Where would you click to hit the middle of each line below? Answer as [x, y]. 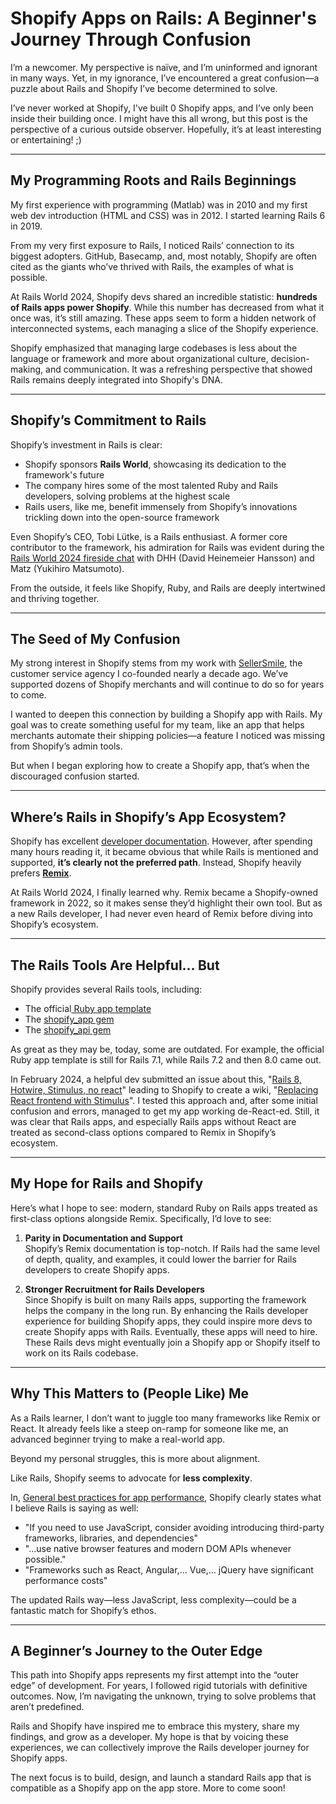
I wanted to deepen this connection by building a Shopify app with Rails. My [166, 714]
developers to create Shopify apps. [97, 1269]
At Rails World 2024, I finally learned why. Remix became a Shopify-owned [164, 893]
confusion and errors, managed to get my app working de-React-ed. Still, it [165, 1111]
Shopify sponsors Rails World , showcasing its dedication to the [155, 464]
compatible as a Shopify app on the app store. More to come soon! [148, 1788]
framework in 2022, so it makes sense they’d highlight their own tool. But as [166, 903]
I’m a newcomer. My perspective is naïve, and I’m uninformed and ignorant [164, 67]
